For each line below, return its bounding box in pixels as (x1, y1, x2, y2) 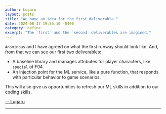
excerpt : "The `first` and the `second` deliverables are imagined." (5, 30, 152, 35)
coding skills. (5, 89, 32, 95)
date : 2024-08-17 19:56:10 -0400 (5, 21, 74, 26)
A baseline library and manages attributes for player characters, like (12, 59, 151, 64)
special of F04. (12, 64, 44, 70)
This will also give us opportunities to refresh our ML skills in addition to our (5, 84, 159, 89)
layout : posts (5, 12, 35, 17)
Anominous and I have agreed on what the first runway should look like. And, (5, 44, 159, 49)
